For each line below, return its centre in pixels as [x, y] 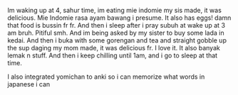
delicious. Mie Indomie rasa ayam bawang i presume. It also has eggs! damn [119, 18]
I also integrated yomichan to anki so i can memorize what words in [106, 77]
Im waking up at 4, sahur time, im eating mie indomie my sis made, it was [115, 10]
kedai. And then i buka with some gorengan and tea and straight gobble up [117, 40]
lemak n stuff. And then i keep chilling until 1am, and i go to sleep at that [113, 55]
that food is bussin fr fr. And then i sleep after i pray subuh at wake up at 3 [117, 25]
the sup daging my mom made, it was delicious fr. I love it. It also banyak [114, 48]
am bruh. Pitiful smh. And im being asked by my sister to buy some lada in [116, 33]
